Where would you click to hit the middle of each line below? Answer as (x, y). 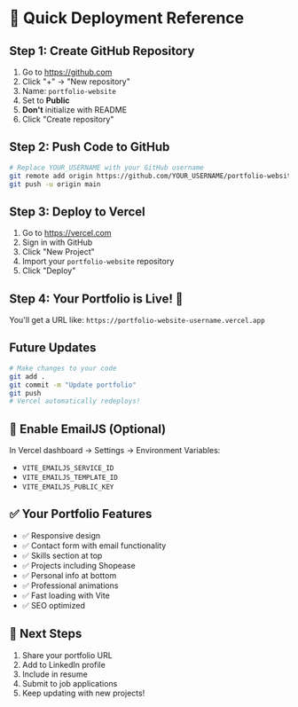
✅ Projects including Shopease (78, 565)
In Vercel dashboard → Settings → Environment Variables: (115, 451)
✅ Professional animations (70, 585)
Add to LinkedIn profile (64, 664)
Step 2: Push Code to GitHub (90, 147)
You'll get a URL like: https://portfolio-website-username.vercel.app (137, 320)
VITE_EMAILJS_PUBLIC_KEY (68, 487)
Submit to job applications (70, 683)
